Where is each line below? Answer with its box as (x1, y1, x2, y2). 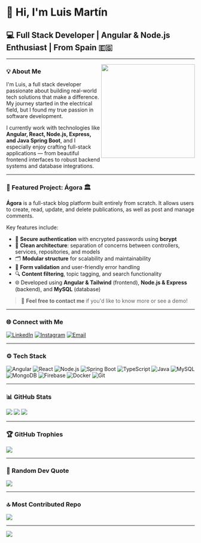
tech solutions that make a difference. (6, 93, 100, 101)
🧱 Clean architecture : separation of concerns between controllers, (14, 242, 180, 249)
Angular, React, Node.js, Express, (6, 131, 92, 138)
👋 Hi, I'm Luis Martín (6, 5, 108, 19)
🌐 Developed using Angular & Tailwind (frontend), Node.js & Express (14, 279, 187, 286)
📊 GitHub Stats (6, 393, 52, 401)
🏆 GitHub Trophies (6, 430, 63, 439)
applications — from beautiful (6, 150, 80, 157)
